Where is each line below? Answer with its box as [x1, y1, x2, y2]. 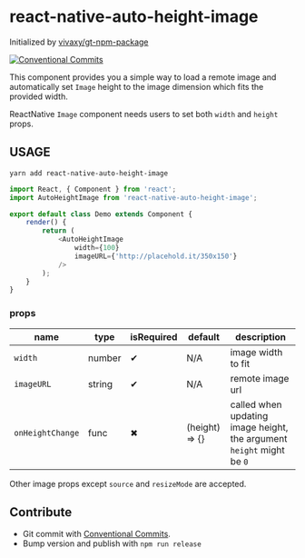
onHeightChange [14, 427, 80, 438]
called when [230, 398, 282, 411]
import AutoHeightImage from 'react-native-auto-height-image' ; [9, 193, 258, 202]
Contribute [9, 504, 73, 520]
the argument [230, 432, 288, 444]
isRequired [130, 330, 178, 343]
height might [230, 443, 285, 456]
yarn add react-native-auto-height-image [9, 168, 169, 178]
